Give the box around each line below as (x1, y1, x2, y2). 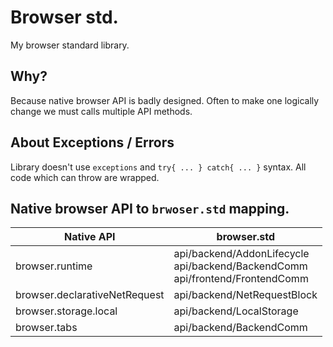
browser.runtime (15, 259, 93, 273)
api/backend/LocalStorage (173, 304, 299, 318)
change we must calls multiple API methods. (10, 105, 193, 117)
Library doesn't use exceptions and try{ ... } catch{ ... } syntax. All (10, 161, 307, 173)
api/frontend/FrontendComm (173, 272, 309, 286)
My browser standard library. (10, 39, 130, 51)
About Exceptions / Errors (10, 134, 175, 151)
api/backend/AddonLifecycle (173, 247, 310, 261)
